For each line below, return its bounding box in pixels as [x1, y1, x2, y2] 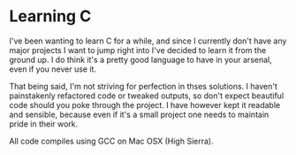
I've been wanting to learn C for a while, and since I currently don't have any [9, 35, 287, 46]
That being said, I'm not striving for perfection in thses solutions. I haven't [9, 81, 278, 91]
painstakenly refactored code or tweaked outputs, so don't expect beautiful [9, 90, 285, 101]
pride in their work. [9, 118, 79, 129]
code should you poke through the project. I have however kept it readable [9, 99, 281, 110]
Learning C [9, 6, 92, 27]
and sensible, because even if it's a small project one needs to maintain [9, 109, 269, 120]
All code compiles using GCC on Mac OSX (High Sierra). [9, 136, 214, 146]
